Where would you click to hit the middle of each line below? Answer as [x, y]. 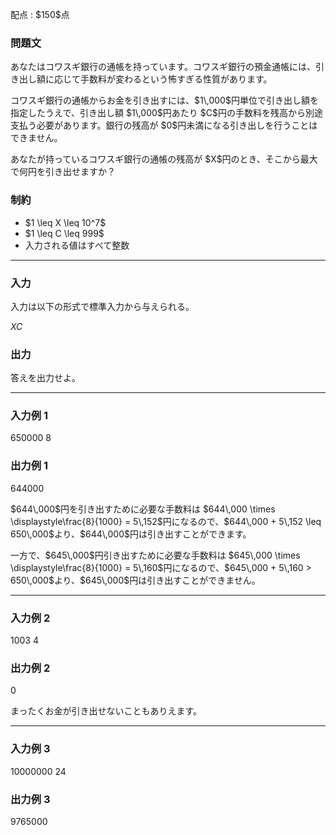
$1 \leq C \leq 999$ [64, 233]
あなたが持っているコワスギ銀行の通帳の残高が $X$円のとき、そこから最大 [164, 159]
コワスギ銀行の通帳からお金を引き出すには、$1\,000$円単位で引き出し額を [164, 100]
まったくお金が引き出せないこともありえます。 [106, 711]
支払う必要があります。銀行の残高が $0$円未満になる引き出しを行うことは [164, 125]
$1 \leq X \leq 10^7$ [65, 222]
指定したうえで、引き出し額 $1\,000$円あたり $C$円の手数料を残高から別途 [166, 113]
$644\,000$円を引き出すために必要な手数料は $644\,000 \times [143, 509]
